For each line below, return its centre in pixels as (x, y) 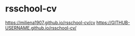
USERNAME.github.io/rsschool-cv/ (41, 27)
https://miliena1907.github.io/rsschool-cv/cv (50, 22)
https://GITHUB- (113, 22)
